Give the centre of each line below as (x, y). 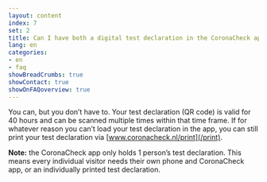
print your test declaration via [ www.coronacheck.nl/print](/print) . (116, 137)
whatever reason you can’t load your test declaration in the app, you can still (133, 129)
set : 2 (19, 30)
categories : (28, 52)
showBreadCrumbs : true (46, 75)
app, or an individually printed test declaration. (84, 170)
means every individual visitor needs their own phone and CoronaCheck (126, 161)
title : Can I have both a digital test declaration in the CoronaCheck (129, 38)
